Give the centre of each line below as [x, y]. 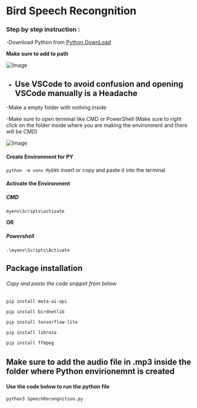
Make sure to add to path [38, 54]
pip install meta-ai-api [37, 301]
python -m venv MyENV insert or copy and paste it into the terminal [86, 170]
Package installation [44, 268]
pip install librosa [32, 332]
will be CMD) [22, 132]
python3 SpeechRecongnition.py [45, 399]
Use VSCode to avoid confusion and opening [99, 84]
